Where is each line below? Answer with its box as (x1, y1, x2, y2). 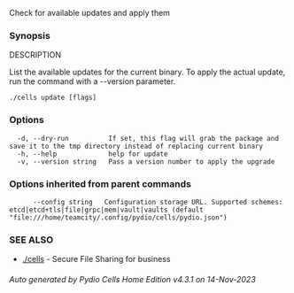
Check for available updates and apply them (9, 8, 171, 18)
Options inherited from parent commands (9, 177, 192, 189)
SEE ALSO (9, 234, 54, 246)
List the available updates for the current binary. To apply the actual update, (9, 66, 286, 78)
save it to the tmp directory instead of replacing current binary (9, 142, 264, 150)
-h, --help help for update (17, 150, 168, 158)
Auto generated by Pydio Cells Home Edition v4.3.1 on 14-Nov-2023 (9, 274, 257, 284)
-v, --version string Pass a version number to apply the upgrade (17, 157, 275, 166)
